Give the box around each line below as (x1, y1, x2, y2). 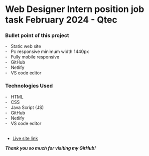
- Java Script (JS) (5, 104, 44, 110)
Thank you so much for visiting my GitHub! (5, 145, 96, 151)
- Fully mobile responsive (5, 54, 60, 60)
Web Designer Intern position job (5, 3, 145, 15)
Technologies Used (5, 82, 53, 89)
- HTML (5, 93, 24, 99)
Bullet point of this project (5, 32, 69, 39)
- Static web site (5, 43, 41, 49)
